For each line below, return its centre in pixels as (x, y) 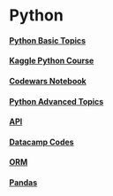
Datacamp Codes (41, 142)
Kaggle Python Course (52, 61)
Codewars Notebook (48, 81)
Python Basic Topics (48, 40)
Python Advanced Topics (56, 101)
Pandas (23, 182)
